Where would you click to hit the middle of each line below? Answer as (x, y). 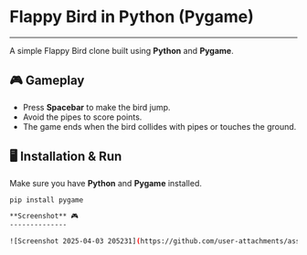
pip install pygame (47, 200)
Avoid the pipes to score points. (82, 117)
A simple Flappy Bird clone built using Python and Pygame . (122, 50)
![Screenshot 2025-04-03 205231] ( (75, 241)
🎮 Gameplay (47, 81)
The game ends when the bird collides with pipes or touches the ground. (159, 126)
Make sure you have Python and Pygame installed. (106, 183)
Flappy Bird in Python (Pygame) (132, 17)
